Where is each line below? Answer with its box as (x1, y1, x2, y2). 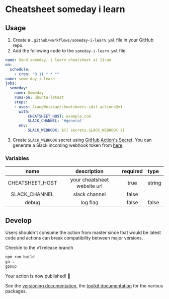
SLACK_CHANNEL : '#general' (27, 118, 84, 124)
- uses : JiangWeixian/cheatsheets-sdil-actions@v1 (14, 104, 123, 109)
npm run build (5, 255, 35, 260)
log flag (80, 199, 99, 206)
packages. (5, 288, 27, 294)
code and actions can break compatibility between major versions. (5, 235, 143, 241)
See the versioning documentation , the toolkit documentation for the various (5, 282, 163, 288)
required (122, 168, 143, 175)
